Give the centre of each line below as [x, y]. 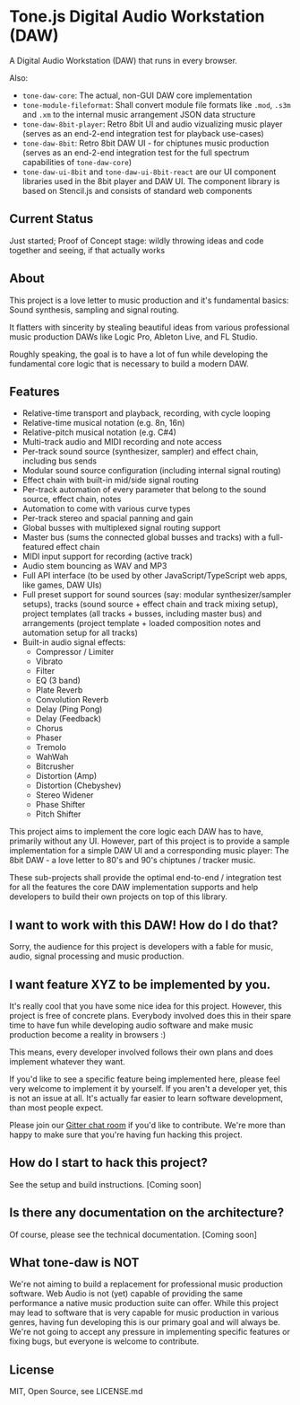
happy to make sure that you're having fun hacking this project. [126, 1135]
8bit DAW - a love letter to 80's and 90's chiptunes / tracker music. [133, 861]
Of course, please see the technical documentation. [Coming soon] [133, 1234]
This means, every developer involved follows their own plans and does [141, 1052]
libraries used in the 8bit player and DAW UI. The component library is [151, 181]
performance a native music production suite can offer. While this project [144, 1303]
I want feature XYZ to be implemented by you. [140, 984]
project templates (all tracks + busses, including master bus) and [142, 614]
